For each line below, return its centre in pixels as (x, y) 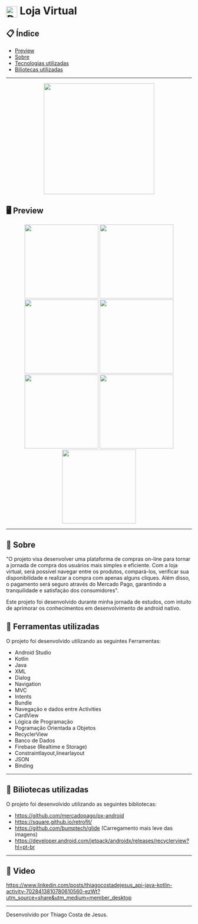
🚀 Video (21, 871)
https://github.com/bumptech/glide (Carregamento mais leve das (93, 828)
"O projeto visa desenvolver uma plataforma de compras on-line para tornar (98, 559)
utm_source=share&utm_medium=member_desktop (69, 898)
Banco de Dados (35, 740)
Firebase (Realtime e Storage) (51, 747)
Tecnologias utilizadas (42, 63)
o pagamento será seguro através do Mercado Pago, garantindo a (86, 584)
